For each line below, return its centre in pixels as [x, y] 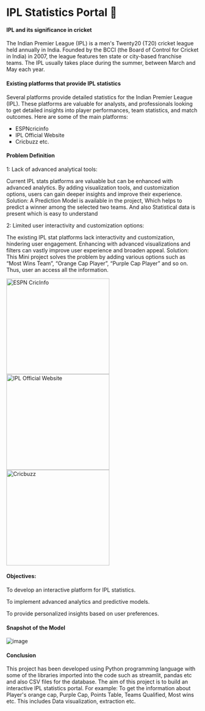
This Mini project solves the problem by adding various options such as [96, 257]
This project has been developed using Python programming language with [101, 669]
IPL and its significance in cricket [49, 29]
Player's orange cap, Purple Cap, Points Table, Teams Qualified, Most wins [100, 695]
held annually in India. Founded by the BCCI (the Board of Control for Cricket [103, 50]
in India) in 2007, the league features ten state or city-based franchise [94, 56]
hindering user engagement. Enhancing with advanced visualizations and [99, 244]
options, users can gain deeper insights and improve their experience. [94, 194]
